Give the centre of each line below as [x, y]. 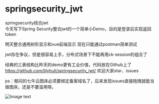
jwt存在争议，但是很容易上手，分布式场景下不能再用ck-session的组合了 [76, 54]
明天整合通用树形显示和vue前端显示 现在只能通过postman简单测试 [71, 44]
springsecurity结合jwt [27, 23]
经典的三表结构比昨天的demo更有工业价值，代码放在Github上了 [68, 65]
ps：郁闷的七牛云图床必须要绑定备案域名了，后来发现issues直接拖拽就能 [78, 81]
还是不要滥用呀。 [39, 87]
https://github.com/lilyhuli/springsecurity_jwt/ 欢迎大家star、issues [72, 70]
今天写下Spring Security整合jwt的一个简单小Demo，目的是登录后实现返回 [78, 29]
